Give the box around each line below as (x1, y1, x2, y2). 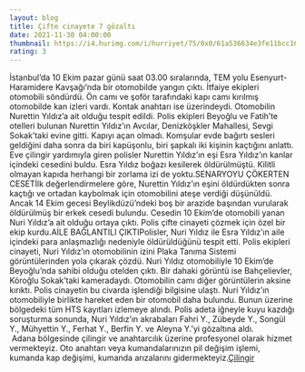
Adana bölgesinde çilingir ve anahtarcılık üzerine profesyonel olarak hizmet (11, 333, 292, 344)
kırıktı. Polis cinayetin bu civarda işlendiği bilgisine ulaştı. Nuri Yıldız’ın (9, 285, 270, 296)
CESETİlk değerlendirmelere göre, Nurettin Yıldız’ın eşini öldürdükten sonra (9, 178, 290, 189)
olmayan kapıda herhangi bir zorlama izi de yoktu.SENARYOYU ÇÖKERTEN (9, 169, 290, 180)
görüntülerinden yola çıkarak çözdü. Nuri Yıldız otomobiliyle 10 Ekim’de (9, 256, 274, 266)
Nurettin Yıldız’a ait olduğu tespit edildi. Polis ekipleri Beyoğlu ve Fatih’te (9, 111, 279, 122)
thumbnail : (9, 38, 51, 48)
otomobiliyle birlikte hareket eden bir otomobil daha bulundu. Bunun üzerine (9, 295, 293, 306)
